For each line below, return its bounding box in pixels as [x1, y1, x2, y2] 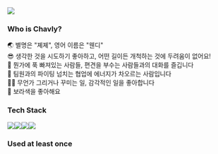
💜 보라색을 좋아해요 [7, 88, 61, 96]
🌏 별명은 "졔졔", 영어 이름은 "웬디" [7, 41, 104, 49]
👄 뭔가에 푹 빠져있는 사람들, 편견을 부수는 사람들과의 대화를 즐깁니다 [7, 61, 194, 69]
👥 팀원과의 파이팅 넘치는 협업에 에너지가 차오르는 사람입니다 [7, 70, 171, 78]
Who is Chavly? [7, 24, 62, 34]
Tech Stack [7, 105, 47, 115]
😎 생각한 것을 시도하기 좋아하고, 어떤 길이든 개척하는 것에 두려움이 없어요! [7, 52, 212, 61]
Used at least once [7, 138, 73, 148]
